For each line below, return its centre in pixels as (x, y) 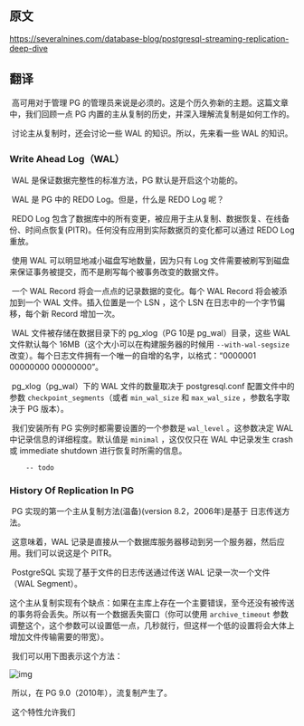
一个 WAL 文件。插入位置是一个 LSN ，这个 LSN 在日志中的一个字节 (151, 302)
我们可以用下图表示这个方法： (67, 656)
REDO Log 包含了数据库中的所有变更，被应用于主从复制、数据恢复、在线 (147, 218)
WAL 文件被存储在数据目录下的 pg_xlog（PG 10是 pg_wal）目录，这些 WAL (151, 332)
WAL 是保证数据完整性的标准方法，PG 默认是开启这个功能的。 (127, 180)
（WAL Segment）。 (46, 584)
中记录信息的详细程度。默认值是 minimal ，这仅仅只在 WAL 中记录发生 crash (152, 439)
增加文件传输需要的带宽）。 (59, 637)
